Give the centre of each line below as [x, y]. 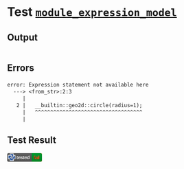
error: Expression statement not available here [78, 84]
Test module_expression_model [92, 12]
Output [22, 37]
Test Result [32, 140]
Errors [21, 68]
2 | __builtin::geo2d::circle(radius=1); [79, 105]
